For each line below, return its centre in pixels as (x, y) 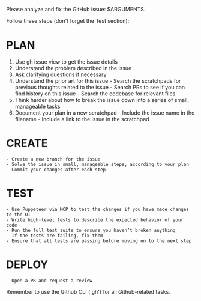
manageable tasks (37, 106)
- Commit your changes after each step (56, 170)
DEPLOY (27, 264)
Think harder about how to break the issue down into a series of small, (102, 100)
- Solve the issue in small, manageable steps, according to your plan (97, 164)
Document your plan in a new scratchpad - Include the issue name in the (105, 112)
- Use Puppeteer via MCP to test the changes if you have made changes (97, 209)
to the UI (19, 215)
